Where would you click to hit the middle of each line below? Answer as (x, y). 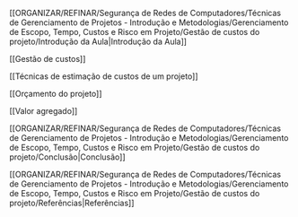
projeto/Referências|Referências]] (72, 203)
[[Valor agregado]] (44, 111)
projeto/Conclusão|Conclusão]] (67, 157)
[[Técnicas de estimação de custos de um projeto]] (104, 76)
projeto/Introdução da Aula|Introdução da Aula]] (98, 41)
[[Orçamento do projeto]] (56, 94)
